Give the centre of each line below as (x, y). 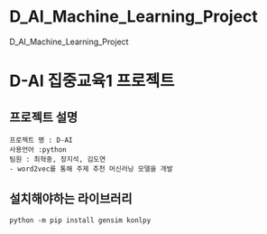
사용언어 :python (38, 150)
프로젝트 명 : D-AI (41, 140)
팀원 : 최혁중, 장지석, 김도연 (58, 159)
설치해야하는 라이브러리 (71, 199)
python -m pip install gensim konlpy (80, 220)
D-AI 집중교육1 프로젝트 (92, 81)
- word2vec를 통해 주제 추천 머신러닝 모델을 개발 (91, 169)
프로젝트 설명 (44, 117)
